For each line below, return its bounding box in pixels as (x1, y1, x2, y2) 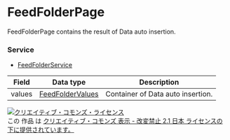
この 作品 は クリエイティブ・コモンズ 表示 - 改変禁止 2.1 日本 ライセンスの (7, 117, 223, 125)
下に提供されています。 (7, 125, 75, 134)
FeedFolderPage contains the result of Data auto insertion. (7, 27, 177, 36)
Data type (52, 78, 86, 87)
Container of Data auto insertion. (105, 89, 213, 99)
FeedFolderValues (39, 89, 100, 99)
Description (139, 78, 180, 87)
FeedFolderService (17, 61, 72, 69)
